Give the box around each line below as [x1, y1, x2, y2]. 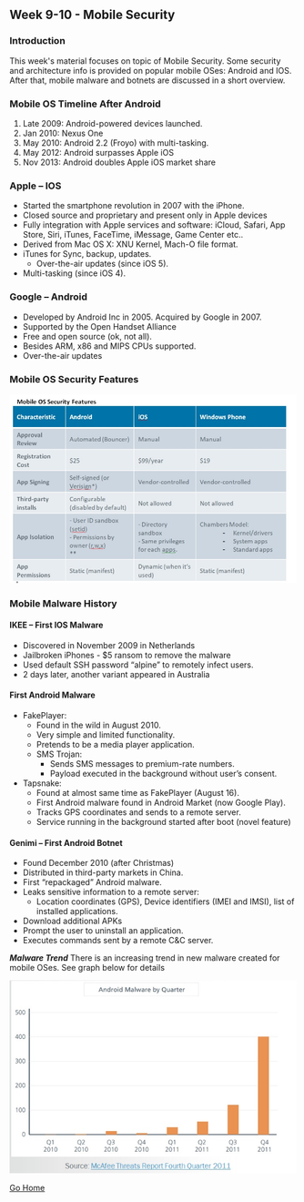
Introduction [9, 35, 66, 47]
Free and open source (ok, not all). [22, 331, 153, 341]
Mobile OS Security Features [9, 372, 139, 385]
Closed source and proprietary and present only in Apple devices [22, 209, 268, 221]
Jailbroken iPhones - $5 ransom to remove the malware [22, 649, 231, 660]
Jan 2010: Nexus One [22, 127, 104, 138]
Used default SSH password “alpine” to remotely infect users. [22, 659, 254, 670]
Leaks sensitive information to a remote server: [22, 887, 200, 898]
